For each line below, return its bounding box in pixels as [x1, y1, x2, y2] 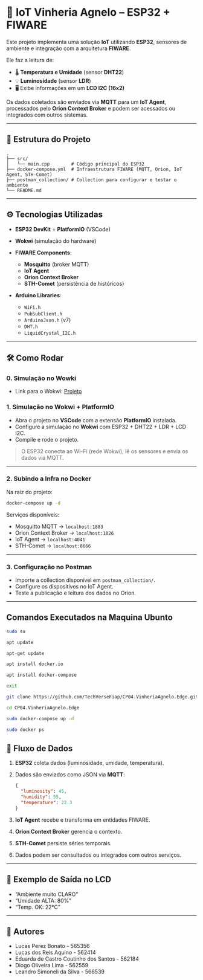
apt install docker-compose [6, 672, 77, 679]
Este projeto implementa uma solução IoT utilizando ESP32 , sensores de [6, 38, 187, 45]
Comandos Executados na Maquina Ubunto [6, 613, 173, 623]
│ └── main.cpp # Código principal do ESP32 [6, 161, 145, 167]
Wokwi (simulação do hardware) [14, 237, 97, 244]
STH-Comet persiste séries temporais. [14, 839, 112, 846]
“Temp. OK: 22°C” [14, 903, 60, 911]
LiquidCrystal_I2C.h [24, 330, 76, 336]
